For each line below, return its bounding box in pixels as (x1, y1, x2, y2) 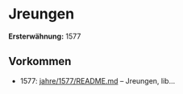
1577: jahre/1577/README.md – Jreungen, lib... (19, 76, 176, 85)
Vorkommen (8, 55, 72, 68)
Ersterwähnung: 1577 (8, 31, 81, 41)
